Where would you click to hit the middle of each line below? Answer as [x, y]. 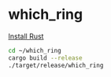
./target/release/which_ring [56, 65]
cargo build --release [45, 58]
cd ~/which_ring [35, 50]
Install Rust [26, 36]
